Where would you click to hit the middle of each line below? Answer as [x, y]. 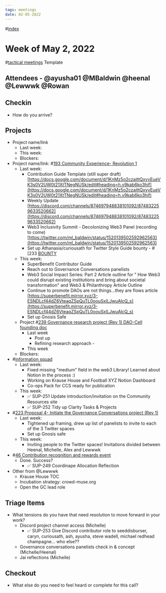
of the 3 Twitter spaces [51, 429]
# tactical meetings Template [34, 62]
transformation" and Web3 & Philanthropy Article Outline [85, 285]
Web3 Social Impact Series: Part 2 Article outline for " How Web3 [93, 275]
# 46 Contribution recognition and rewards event [61, 455]
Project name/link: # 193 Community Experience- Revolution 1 [75, 164]
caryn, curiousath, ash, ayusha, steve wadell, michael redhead [91, 536]
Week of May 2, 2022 [50, 49]
